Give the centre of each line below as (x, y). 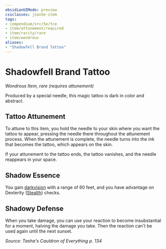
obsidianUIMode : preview (31, 10)
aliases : (14, 43)
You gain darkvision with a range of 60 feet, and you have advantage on (80, 187)
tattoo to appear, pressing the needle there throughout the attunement (78, 134)
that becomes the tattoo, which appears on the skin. (59, 145)
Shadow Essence (33, 175)
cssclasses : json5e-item (31, 15)
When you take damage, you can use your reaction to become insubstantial (83, 220)
